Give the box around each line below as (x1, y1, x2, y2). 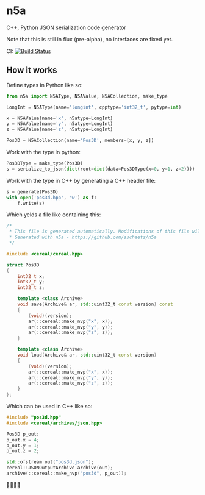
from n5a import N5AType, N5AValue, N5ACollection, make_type (6, 93, 168, 99)
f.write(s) (17, 200, 45, 206)
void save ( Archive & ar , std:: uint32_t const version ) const (17, 301, 173, 307)
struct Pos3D (6, 262, 40, 268)
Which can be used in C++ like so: (6, 403, 93, 410)
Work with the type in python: (6, 149, 81, 155)
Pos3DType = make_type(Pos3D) (6, 160, 84, 166)
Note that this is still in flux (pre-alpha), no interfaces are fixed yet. (6, 35, 173, 43)
